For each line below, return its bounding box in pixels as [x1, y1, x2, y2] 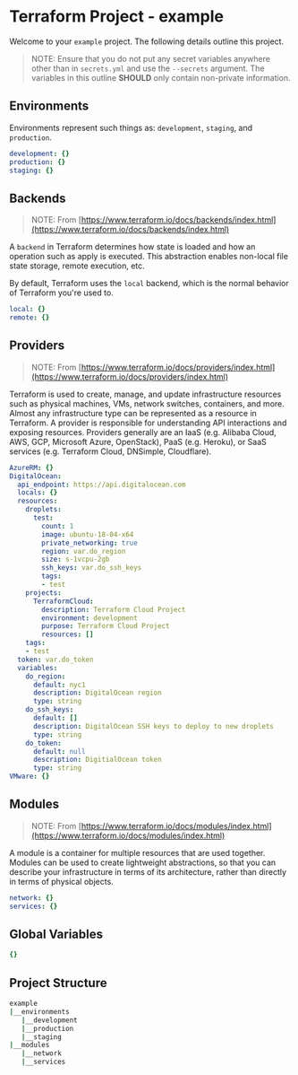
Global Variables [9, 926, 103, 941]
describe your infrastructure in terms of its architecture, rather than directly [9, 866, 287, 877]
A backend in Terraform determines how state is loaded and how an [9, 241, 256, 252]
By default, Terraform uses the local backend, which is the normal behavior [9, 278, 289, 289]
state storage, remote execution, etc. [9, 260, 145, 271]
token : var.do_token [17, 655, 94, 664]
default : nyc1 [32, 680, 87, 689]
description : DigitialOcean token [32, 756, 163, 765]
